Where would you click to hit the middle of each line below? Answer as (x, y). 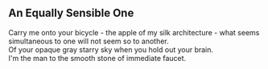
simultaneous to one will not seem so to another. (89, 41)
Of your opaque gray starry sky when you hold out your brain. (111, 49)
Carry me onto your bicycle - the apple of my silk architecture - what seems (134, 32)
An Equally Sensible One (71, 13)
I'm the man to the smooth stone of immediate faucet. (97, 58)
